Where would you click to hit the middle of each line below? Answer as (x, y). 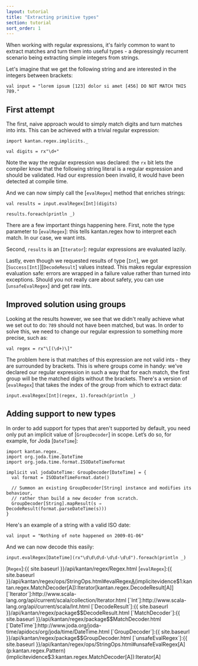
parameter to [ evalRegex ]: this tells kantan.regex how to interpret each (91, 231)
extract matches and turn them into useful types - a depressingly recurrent (97, 52)
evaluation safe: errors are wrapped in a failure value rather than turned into (98, 273)
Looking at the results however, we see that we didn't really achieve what (95, 318)
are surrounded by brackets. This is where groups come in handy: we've (94, 366)
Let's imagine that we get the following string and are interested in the (91, 69)
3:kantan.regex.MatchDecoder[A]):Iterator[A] (106, 657)
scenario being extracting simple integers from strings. (73, 58)
